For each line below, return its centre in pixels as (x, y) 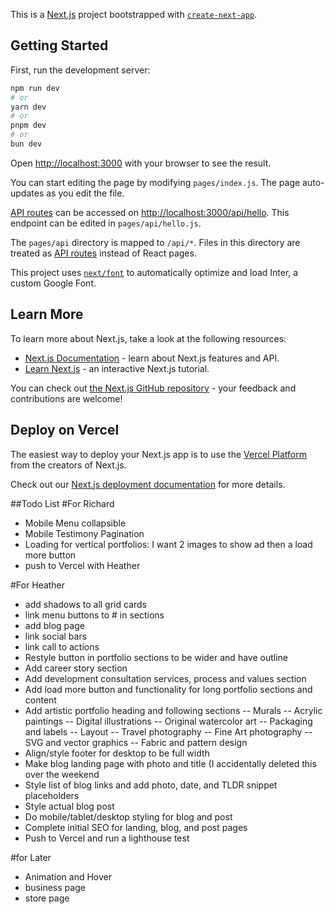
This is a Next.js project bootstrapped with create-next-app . (134, 14)
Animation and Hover (68, 876)
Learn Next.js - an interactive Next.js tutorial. (117, 368)
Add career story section (76, 668)
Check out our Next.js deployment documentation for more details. (148, 484)
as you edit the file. (85, 193)
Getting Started (59, 45)
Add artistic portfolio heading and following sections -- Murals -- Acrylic (173, 710)
